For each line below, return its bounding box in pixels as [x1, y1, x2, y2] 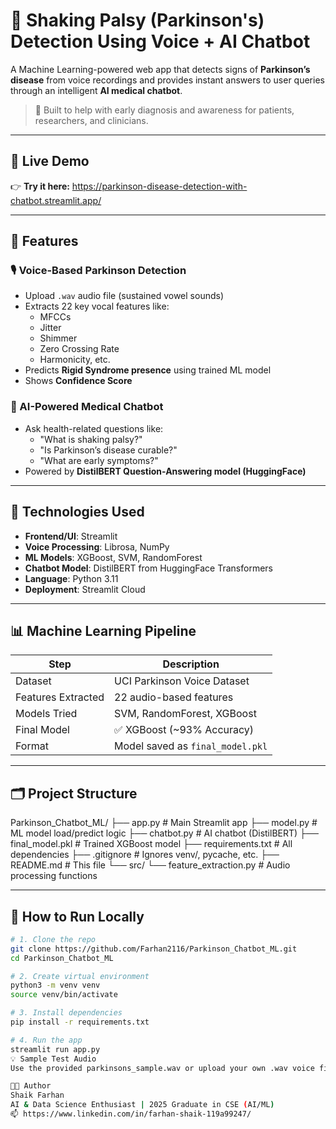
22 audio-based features [114, 690, 234, 704]
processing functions [10, 870, 98, 882]
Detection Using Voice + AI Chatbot [10, 30, 311, 53]
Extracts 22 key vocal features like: [24, 300, 170, 313]
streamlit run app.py [10, 1044, 101, 1054]
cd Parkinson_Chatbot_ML [10, 953, 114, 963]
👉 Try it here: [10, 180, 70, 192]
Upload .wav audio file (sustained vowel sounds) [24, 290, 225, 302]
